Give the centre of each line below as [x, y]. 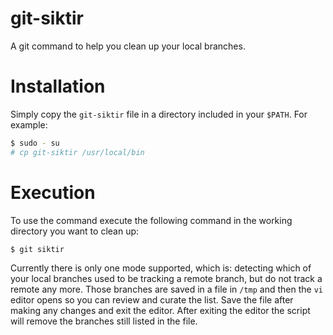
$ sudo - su [35, 143]
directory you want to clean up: [75, 231]
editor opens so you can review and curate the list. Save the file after [152, 300]
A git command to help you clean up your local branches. [128, 46]
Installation [58, 86]
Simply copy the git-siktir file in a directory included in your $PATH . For [159, 114]
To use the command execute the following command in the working [151, 220]
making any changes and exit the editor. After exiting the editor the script [160, 311]
